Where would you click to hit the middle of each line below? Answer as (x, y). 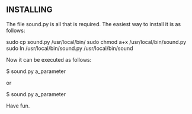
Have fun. (18, 106)
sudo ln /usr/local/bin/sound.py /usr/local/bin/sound (70, 48)
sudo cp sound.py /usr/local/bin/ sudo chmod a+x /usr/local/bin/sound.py (96, 42)
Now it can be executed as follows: (49, 59)
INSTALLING (29, 10)
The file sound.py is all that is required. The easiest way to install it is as (94, 24)
